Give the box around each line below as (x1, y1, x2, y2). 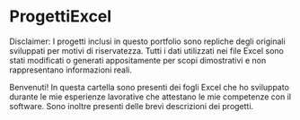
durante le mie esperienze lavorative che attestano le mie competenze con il (9, 91, 292, 102)
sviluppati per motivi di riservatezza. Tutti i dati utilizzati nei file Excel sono (9, 45, 285, 56)
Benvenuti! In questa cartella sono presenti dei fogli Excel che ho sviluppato (9, 81, 290, 92)
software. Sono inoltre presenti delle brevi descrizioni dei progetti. (9, 100, 254, 111)
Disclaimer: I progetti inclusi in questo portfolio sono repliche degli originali (9, 36, 286, 47)
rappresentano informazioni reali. (9, 64, 132, 75)
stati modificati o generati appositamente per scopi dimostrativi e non (9, 55, 267, 65)
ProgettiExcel (9, 6, 112, 27)
